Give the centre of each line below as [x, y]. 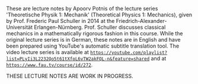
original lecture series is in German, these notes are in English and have [93, 40]
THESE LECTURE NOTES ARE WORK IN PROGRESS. [70, 76]
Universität [19, 27]
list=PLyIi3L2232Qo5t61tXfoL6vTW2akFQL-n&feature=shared [78, 59]
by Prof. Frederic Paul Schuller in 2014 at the [60, 21]
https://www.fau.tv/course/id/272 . [49, 65]
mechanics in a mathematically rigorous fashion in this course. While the [95, 33]
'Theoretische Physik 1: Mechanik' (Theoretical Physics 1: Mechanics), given [99, 15]
